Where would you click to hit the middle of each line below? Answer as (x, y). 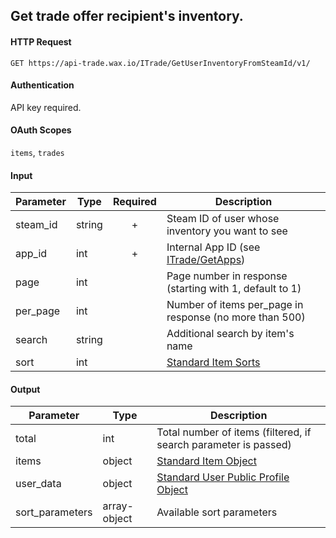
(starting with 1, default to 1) (234, 289)
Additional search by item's (230, 334)
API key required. (46, 107)
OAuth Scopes (41, 130)
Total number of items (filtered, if (234, 432)
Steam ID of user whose (223, 219)
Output (25, 389)
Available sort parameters (217, 512)
